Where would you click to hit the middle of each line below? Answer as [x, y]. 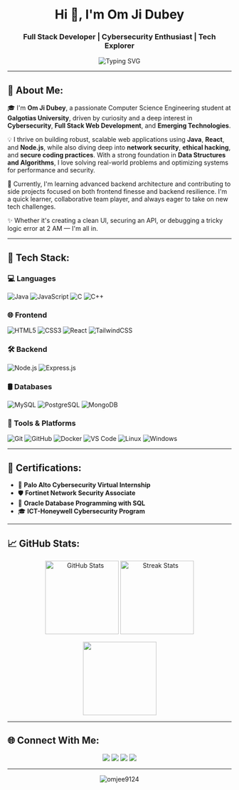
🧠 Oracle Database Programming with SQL [81, 503]
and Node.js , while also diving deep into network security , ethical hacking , [119, 147]
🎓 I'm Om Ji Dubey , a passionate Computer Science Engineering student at [119, 108]
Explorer [119, 46]
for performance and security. [52, 170]
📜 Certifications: [44, 468]
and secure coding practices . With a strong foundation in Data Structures [117, 155]
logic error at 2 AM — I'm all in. [53, 229]
